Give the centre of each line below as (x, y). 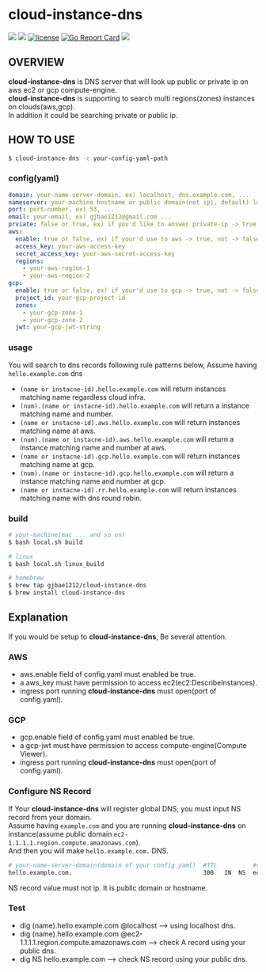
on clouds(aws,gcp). (42, 106)
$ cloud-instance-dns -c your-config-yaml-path (88, 158)
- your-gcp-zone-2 (53, 320)
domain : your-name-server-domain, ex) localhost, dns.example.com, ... (129, 195)
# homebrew (26, 578)
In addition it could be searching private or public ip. (93, 115)
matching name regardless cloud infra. (83, 397)
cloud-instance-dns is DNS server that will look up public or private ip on (129, 82)
